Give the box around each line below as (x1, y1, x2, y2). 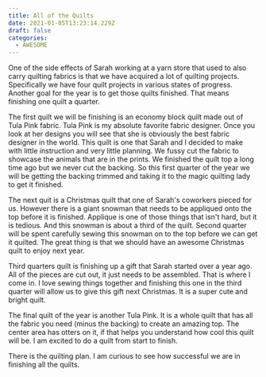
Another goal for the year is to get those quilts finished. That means (8, 88, 229, 98)
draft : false (8, 26, 52, 34)
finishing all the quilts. (8, 360, 80, 370)
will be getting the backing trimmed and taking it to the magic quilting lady (8, 172, 251, 181)
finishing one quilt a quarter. (8, 97, 101, 107)
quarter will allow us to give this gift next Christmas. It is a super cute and (8, 287, 249, 297)
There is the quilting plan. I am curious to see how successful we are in (8, 352, 241, 361)
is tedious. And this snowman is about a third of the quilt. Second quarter (8, 220, 248, 231)
